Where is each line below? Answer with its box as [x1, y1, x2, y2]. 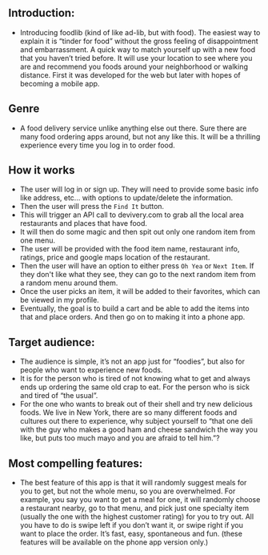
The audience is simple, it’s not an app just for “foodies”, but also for [19, 356, 246, 367]
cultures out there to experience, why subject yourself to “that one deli [19, 416, 254, 426]
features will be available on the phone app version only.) [19, 537, 209, 547]
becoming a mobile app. [19, 78, 100, 88]
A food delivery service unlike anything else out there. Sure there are [19, 123, 247, 133]
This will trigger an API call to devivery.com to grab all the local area [19, 210, 244, 219]
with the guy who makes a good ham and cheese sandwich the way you [19, 424, 258, 435]
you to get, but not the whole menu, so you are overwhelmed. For [19, 486, 236, 496]
